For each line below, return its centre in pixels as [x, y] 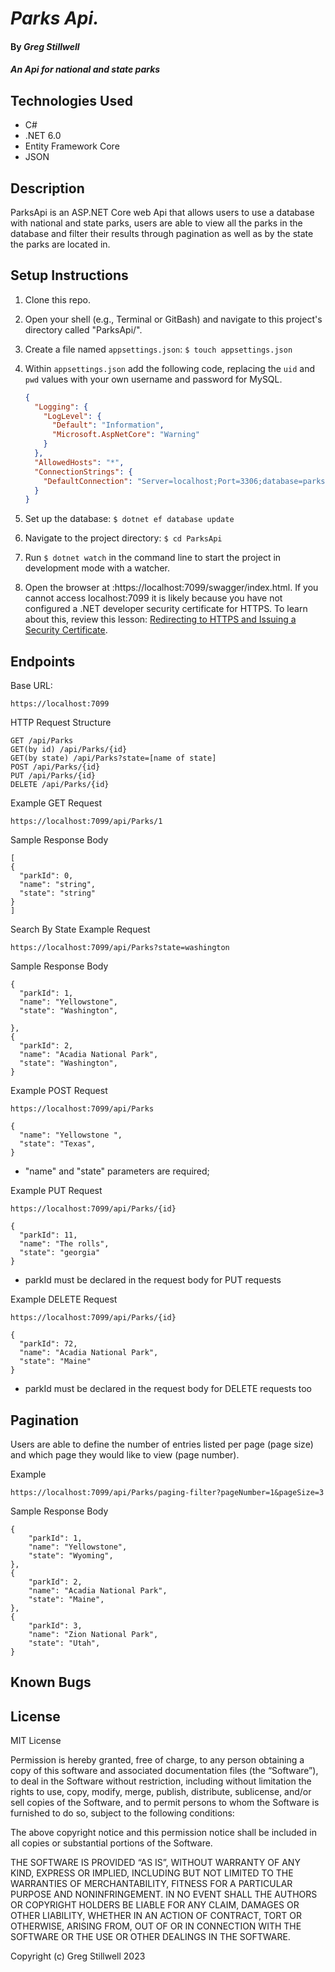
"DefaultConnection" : [88, 481]
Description [47, 188]
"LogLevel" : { [72, 416]
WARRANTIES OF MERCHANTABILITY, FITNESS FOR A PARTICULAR [151, 1884]
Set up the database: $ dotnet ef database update [129, 519]
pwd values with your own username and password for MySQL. [153, 379]
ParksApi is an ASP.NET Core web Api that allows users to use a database [162, 212]
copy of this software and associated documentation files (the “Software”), [164, 1771]
